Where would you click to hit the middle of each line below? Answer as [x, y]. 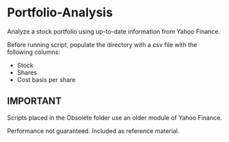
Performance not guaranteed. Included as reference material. [93, 130]
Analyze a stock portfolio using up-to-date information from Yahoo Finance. [114, 31]
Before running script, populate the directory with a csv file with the [102, 44]
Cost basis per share [46, 79]
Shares [27, 72]
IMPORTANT [34, 101]
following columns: [33, 52]
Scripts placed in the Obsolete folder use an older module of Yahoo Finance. [114, 117]
